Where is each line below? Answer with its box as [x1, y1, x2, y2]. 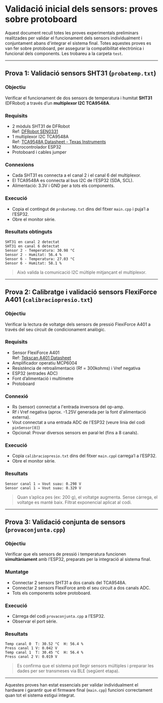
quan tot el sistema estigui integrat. [5, 692, 75, 698]
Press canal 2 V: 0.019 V [5, 654, 57, 659]
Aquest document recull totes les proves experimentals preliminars [5, 30, 139, 36]
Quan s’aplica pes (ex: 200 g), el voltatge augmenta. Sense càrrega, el [16, 494, 158, 500]
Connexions [5, 161, 34, 168]
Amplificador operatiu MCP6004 [12, 360, 78, 366]
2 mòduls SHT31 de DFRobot [12, 123, 70, 129]
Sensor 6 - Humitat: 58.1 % [5, 260, 62, 266]
